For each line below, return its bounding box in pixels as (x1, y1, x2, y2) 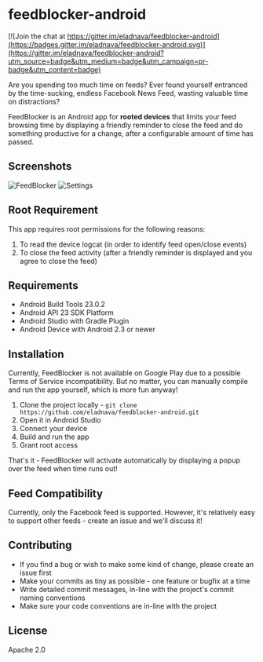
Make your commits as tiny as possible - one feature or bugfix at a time (19, 576, 250, 586)
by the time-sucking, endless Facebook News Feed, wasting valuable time (8, 88, 249, 97)
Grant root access (19, 441, 79, 450)
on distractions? (8, 97, 60, 106)
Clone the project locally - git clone (19, 400, 137, 410)
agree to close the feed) (19, 256, 98, 265)
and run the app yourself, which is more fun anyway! (8, 385, 178, 394)
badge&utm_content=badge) (8, 64, 101, 74)
